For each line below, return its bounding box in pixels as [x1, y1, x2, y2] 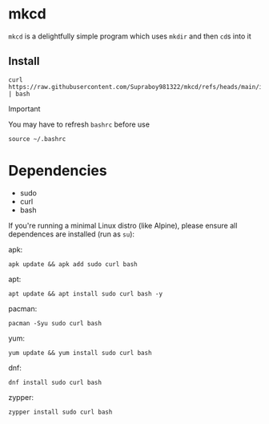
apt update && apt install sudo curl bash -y [8, 289, 163, 297]
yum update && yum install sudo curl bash [8, 349, 152, 357]
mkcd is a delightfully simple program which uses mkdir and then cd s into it [8, 31, 252, 41]
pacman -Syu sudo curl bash [8, 319, 102, 327]
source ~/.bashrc [8, 135, 66, 143]
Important [8, 103, 41, 113]
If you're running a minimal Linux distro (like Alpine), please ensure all [8, 220, 238, 230]
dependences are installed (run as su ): [8, 229, 134, 239]
